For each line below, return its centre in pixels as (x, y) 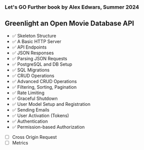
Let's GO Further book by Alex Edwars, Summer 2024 (72, 7)
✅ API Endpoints (29, 47)
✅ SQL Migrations (31, 70)
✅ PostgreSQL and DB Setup (42, 64)
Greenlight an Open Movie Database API (69, 24)
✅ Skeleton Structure (34, 35)
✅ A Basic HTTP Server (37, 41)
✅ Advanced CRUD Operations (44, 81)
